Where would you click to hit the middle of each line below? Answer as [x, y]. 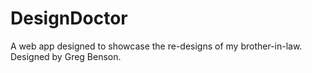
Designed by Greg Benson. [66, 56]
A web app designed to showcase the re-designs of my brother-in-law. [156, 46]
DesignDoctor [69, 18]
